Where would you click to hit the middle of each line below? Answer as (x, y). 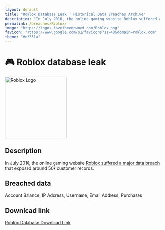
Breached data (28, 184)
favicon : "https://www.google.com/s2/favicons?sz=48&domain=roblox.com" (81, 32)
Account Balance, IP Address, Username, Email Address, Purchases (74, 195)
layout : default (22, 10)
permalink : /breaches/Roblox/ (36, 23)
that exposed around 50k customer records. (50, 168)
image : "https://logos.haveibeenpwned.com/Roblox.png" (62, 28)
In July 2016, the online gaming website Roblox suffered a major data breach (82, 163)
